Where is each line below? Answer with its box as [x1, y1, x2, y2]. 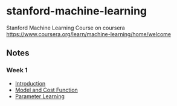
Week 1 [6, 66, 28, 75]
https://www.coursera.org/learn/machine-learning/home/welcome [6, 30, 171, 37]
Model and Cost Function [14, 86, 79, 93]
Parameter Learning [14, 92, 65, 100]
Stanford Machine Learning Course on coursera [6, 24, 125, 31]
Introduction [14, 79, 46, 87]
